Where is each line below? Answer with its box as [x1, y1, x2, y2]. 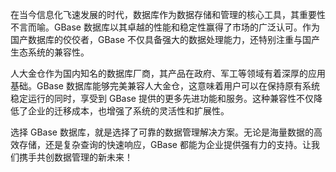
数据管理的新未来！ [53, 151, 133, 163]
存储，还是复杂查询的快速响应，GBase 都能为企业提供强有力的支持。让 [18, 139, 312, 150]
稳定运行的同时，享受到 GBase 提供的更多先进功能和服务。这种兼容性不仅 [10, 93, 314, 104]
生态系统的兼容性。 [10, 46, 90, 58]
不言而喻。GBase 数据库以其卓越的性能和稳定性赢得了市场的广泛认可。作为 [10, 21, 320, 33]
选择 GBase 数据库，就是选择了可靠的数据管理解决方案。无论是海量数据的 [10, 126, 314, 138]
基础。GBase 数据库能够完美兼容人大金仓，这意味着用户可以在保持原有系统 [10, 80, 320, 92]
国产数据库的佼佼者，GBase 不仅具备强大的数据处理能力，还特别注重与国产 [10, 34, 320, 45]
